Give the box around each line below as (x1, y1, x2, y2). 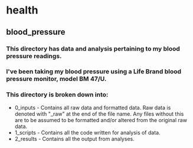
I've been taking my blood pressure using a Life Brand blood (6, 68, 182, 76)
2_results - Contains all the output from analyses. (14, 135, 135, 142)
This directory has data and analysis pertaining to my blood (6, 45, 180, 53)
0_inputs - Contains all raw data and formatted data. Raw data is (14, 104, 171, 111)
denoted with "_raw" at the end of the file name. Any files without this (14, 110, 184, 117)
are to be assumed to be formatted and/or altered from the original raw (14, 116, 188, 123)
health (6, 4, 38, 17)
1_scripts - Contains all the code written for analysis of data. (14, 129, 161, 136)
